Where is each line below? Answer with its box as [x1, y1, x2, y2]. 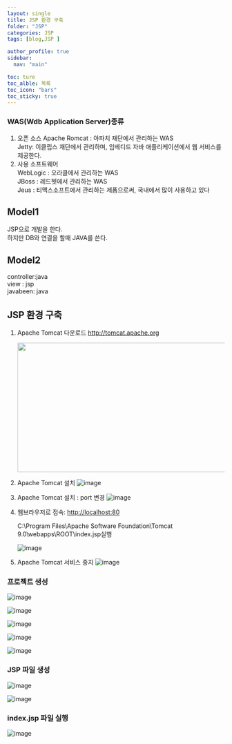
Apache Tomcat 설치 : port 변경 [17, 493, 105, 501]
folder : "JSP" [7, 23, 48, 30]
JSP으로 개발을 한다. [7, 225, 63, 233]
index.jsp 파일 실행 [7, 713, 69, 723]
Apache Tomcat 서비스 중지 [17, 558, 94, 566]
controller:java [7, 273, 48, 281]
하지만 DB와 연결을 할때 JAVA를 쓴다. [7, 234, 108, 242]
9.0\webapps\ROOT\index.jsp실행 [17, 529, 113, 538]
